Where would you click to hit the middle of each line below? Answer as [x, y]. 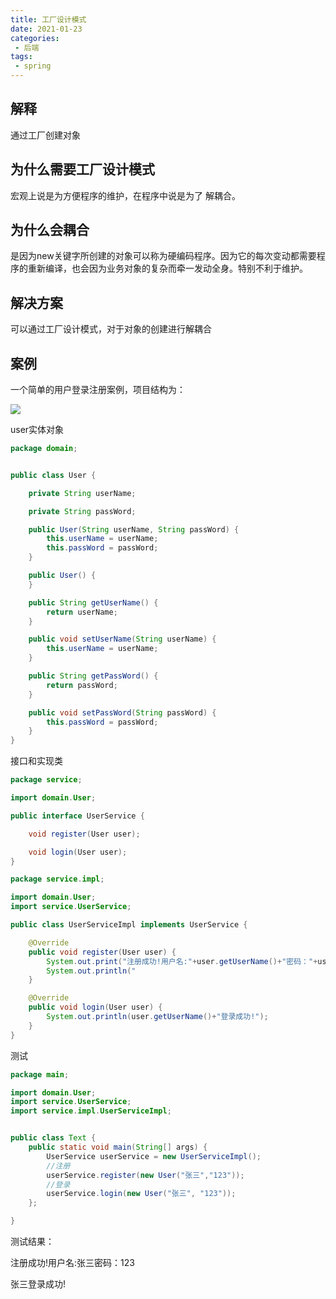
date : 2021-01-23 [46, 29]
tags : [21, 57]
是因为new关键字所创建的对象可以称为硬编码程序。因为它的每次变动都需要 [163, 256]
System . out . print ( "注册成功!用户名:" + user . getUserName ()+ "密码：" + [182, 961]
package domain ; [44, 449]
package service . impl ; [57, 879]
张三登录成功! [38, 1284]
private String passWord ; [82, 511]
